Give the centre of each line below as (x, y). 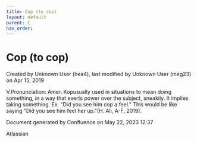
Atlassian (17, 134)
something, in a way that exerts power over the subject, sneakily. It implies (97, 98)
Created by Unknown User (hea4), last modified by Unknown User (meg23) (99, 74)
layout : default (26, 17)
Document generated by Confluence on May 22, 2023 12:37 (80, 122)
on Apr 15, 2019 (25, 80)
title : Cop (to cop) (32, 12)
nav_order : (20, 28)
